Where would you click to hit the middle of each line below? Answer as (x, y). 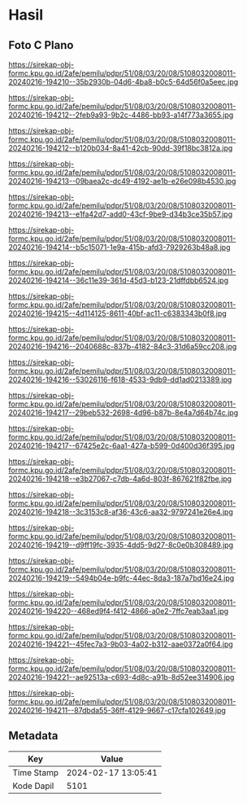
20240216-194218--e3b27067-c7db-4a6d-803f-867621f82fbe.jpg (120, 479)
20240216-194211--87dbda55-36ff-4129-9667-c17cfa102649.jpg (117, 710)
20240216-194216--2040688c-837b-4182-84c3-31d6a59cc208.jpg (123, 346)
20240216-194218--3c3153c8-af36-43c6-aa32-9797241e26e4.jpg (121, 512)
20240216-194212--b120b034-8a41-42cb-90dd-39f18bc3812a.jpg (121, 148)
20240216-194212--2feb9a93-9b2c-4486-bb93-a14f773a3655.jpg (121, 115)
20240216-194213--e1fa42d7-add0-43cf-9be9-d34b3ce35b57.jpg (121, 214)
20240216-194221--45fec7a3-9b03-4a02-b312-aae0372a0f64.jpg (121, 644)
